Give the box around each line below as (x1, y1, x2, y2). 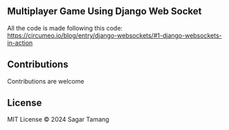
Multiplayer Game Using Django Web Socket (7, 6, 202, 17)
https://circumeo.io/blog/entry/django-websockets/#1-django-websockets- (7, 31, 223, 39)
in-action (7, 38, 33, 47)
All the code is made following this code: (7, 24, 123, 32)
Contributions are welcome (7, 77, 84, 85)
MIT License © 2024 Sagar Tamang (7, 115, 109, 124)
